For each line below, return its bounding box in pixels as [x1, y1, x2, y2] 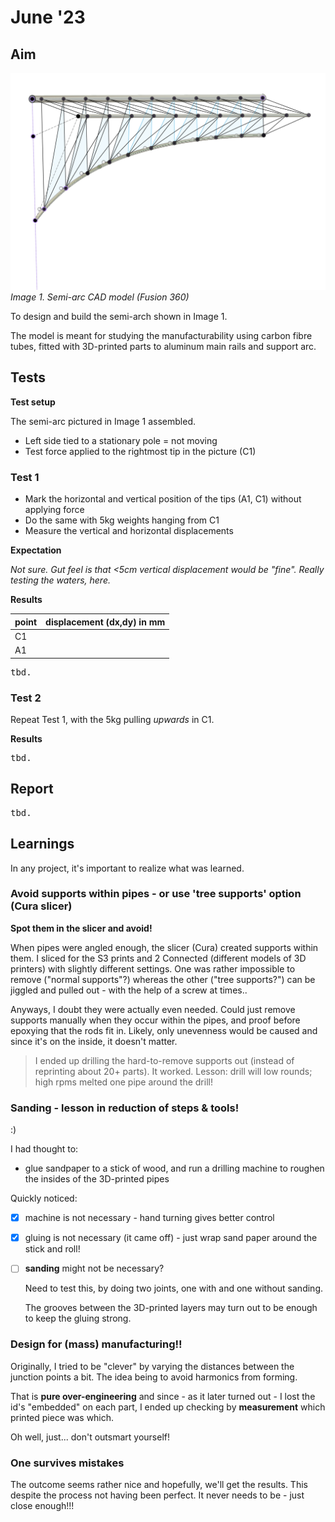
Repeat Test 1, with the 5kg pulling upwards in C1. [10, 713, 215, 725]
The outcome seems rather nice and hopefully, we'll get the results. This [10, 1478, 308, 1490]
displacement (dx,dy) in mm [45, 616, 166, 628]
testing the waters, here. [10, 574, 111, 586]
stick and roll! [24, 1243, 81, 1255]
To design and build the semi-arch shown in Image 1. [10, 310, 228, 322]
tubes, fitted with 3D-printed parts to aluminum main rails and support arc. [10, 340, 317, 352]
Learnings [10, 836, 75, 853]
